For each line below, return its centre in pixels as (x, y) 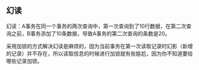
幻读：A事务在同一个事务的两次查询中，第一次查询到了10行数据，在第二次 (96, 26)
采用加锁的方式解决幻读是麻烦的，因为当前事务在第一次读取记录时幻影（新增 (99, 46)
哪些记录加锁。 (24, 61)
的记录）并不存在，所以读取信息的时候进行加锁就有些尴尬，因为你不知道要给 (99, 53)
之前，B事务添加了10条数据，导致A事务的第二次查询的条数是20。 (91, 33)
